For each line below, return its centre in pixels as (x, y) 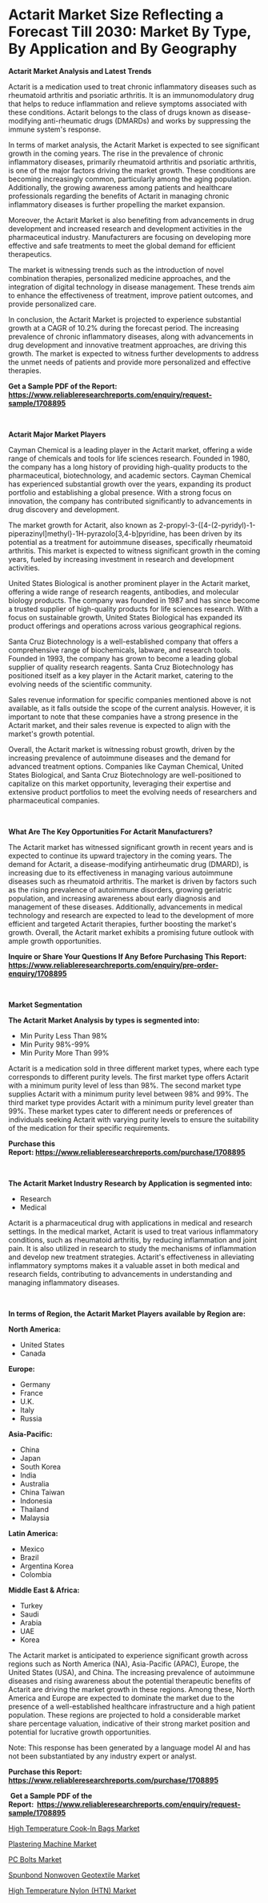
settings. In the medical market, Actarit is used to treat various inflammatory (133, 1231)
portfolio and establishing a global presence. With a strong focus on (120, 492)
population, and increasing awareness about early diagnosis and (115, 898)
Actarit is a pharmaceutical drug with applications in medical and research (131, 1222)
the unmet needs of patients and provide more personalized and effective (130, 362)
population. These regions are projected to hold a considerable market (124, 1714)
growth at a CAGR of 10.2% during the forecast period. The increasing (124, 327)
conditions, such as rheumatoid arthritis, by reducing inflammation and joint (133, 1240)
